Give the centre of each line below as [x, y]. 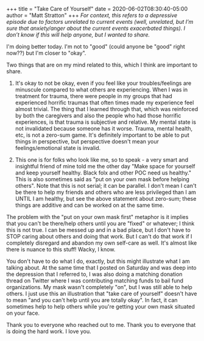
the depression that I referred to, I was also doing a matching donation [94, 274]
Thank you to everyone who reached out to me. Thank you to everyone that [101, 325]
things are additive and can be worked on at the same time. [90, 205]
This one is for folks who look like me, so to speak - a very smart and [102, 160]
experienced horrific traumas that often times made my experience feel [104, 102]
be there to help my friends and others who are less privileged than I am [106, 192]
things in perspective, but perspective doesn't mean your [87, 142]
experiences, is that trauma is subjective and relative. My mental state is [106, 122]
